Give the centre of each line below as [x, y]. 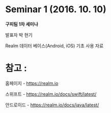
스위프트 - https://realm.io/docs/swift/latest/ [51, 94]
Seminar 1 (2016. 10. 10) [56, 9]
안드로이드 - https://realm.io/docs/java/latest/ [52, 105]
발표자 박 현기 [19, 35]
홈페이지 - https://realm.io [32, 83]
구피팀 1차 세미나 [22, 24]
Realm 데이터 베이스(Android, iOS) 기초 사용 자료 [54, 46]
